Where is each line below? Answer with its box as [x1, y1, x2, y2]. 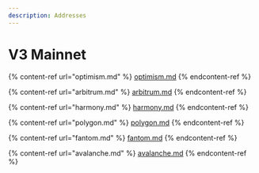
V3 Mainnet [8, 45, 87, 63]
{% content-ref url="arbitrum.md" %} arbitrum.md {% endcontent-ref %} [8, 87, 247, 96]
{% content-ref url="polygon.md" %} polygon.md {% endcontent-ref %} [8, 118, 245, 127]
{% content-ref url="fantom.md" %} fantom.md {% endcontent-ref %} [8, 133, 238, 142]
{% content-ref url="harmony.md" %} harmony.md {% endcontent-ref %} [8, 102, 249, 111]
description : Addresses [8, 11, 87, 20]
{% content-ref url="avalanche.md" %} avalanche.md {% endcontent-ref [8, 148, 247, 158]
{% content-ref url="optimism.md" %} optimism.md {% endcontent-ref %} [8, 72, 252, 81]
